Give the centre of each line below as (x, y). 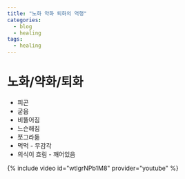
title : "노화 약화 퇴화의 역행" (47, 13)
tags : (15, 39)
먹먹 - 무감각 (34, 145)
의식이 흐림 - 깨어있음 (46, 154)
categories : (24, 20)
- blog (23, 26)
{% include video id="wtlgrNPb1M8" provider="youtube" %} (93, 168)
